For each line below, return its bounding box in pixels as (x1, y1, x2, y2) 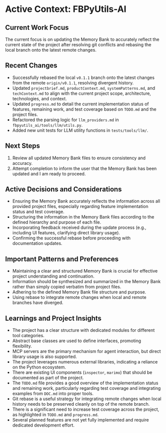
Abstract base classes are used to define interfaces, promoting (12, 338, 141, 344)
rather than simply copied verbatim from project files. (12, 284, 121, 290)
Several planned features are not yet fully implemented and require (12, 417, 149, 423)
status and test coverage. (12, 209, 64, 215)
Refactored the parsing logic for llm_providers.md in (12, 117, 119, 123)
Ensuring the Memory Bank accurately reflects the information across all (12, 198, 160, 204)
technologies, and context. (12, 95, 67, 101)
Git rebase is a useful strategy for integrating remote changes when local (12, 396, 162, 402)
